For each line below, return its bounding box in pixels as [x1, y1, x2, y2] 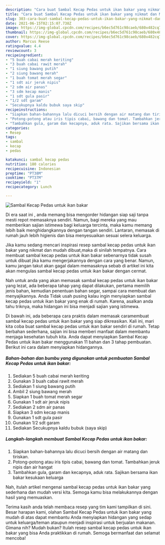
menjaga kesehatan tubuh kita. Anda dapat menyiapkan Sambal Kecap [5, 333, 148, 339]
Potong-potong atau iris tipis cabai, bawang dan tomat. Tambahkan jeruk [12, 459, 160, 465]
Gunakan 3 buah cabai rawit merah [12, 378, 84, 384]
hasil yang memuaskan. [5, 494, 53, 500]
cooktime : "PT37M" [5, 175, 43, 180]
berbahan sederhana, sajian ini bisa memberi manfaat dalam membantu [5, 329, 150, 334]
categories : [5, 125, 30, 130]
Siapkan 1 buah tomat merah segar [12, 394, 83, 400]
